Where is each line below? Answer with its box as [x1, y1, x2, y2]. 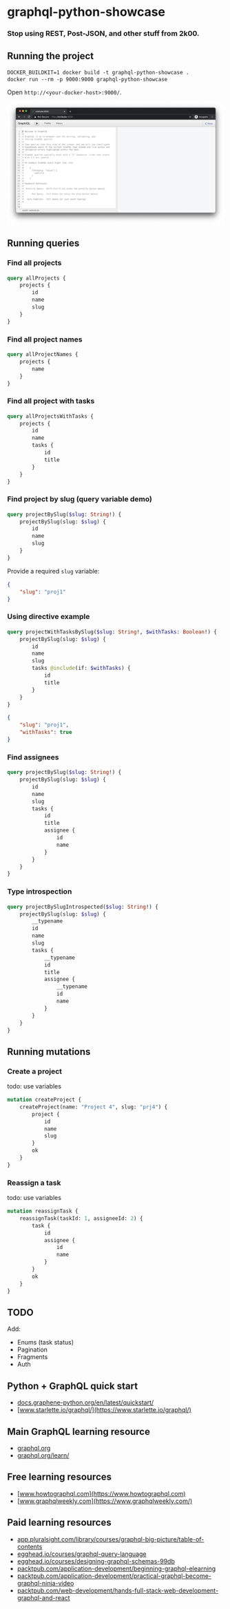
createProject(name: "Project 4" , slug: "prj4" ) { [19, 1103, 168, 1111]
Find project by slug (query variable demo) [7, 494, 153, 504]
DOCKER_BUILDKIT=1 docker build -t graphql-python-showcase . [7, 69, 189, 76]
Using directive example [7, 612, 90, 622]
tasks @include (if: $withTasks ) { [32, 665, 131, 672]
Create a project [7, 1066, 62, 1076]
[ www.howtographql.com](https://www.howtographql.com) [17, 1489, 186, 1497]
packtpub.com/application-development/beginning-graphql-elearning [17, 1564, 216, 1573]
